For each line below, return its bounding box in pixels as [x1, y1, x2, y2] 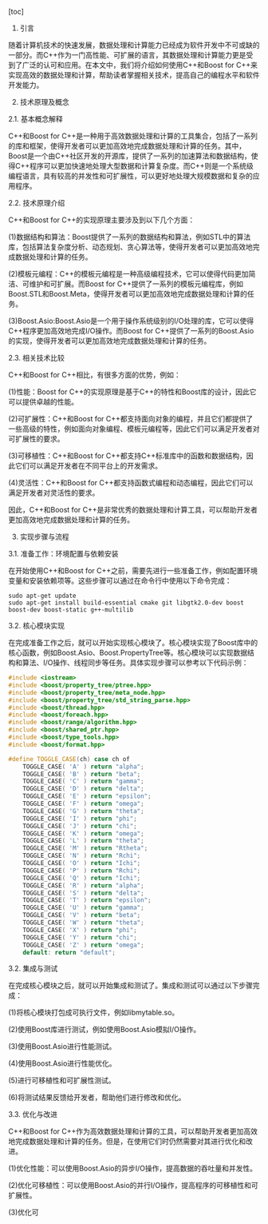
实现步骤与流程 [19, 532, 69, 541]
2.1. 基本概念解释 [8, 114, 64, 123]
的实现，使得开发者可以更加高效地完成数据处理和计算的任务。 [8, 336, 211, 345]
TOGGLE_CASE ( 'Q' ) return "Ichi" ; [22, 874, 141, 882]
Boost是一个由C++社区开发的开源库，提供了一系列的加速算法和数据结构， [8, 151, 251, 161]
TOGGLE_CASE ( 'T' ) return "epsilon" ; [22, 896, 152, 904]
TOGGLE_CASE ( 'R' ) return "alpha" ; [22, 881, 145, 890]
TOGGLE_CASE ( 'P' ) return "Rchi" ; [22, 867, 141, 875]
